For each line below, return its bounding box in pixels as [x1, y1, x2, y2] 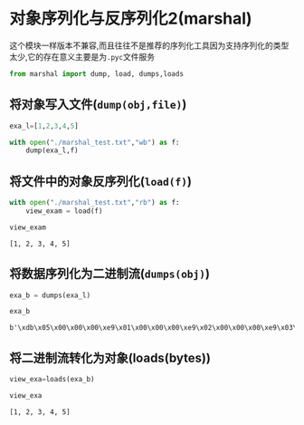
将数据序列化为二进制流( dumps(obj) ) [9, 266, 211, 282]
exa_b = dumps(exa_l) [9, 291, 91, 300]
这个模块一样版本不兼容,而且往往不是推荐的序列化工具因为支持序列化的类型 [9, 40, 290, 51]
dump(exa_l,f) [25, 146, 79, 155]
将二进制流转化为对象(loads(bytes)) [9, 350, 211, 365]
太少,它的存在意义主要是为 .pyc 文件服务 [9, 51, 156, 62]
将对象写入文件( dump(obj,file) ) [9, 97, 187, 112]
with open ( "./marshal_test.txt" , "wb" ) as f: [9, 138, 180, 147]
